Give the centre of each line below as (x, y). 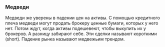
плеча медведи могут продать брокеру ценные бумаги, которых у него (82, 23)
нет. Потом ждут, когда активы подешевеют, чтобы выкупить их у (76, 28)
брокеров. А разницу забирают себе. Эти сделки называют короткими (81, 34)
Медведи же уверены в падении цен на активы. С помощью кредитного (83, 18)
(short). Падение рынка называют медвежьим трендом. (65, 39)
